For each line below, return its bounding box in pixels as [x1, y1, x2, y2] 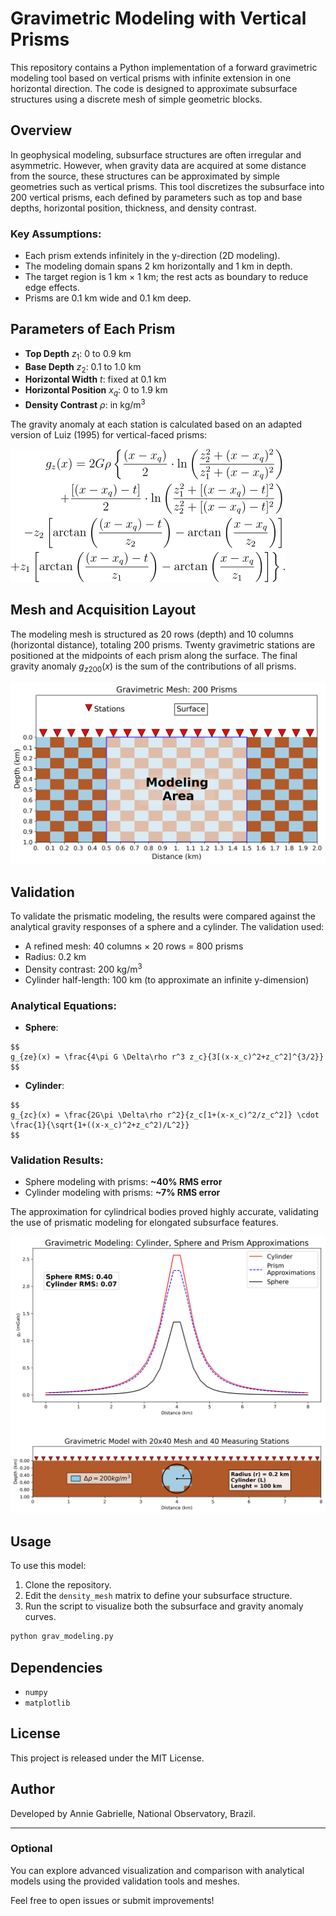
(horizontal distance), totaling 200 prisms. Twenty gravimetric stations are [10, 638, 316, 651]
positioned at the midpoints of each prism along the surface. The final [10, 649, 298, 661]
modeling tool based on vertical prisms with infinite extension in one [10, 72, 292, 84]
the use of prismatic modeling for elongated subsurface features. [10, 1217, 279, 1229]
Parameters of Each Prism [10, 321, 176, 338]
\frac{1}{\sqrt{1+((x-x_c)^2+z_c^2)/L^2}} [10, 1120, 190, 1131]
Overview [10, 122, 73, 139]
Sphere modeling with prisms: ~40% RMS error [24, 1176, 223, 1188]
